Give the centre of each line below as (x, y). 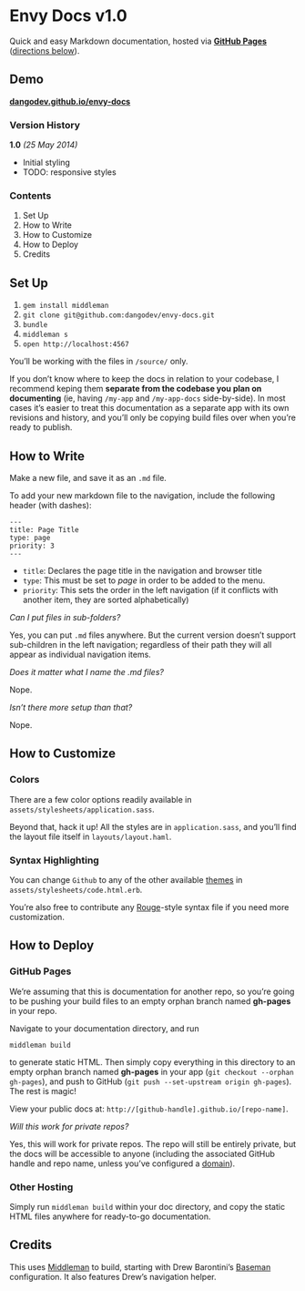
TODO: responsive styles (69, 172)
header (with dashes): (51, 505)
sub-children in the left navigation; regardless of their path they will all (141, 644)
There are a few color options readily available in (101, 799)
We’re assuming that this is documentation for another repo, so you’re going (152, 991)
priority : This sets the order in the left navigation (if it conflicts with (150, 589)
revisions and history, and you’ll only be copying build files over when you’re (152, 418)
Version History (45, 125)
